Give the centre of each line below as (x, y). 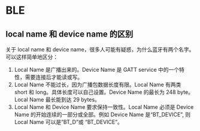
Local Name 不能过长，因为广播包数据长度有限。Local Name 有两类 (98, 85)
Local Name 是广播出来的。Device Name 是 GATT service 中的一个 (97, 70)
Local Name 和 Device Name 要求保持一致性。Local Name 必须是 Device (104, 107)
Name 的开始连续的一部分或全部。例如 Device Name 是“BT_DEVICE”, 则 (102, 115)
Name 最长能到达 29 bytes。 (64, 100)
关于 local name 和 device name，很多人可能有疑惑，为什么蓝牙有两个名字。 (100, 49)
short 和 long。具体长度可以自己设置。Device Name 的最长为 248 (95, 92)
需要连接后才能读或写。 (54, 77)
